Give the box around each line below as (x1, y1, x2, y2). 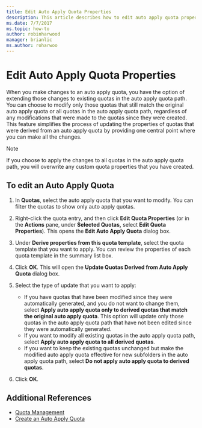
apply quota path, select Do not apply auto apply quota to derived (23, 357, 189, 365)
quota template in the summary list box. (14, 251, 113, 259)
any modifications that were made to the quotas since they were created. (6, 114, 188, 121)
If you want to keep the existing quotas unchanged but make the (23, 344, 184, 351)
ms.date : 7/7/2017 (6, 20, 52, 26)
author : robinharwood (6, 31, 61, 37)
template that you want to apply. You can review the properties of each (14, 245, 191, 253)
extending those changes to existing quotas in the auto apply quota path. (6, 95, 188, 102)
